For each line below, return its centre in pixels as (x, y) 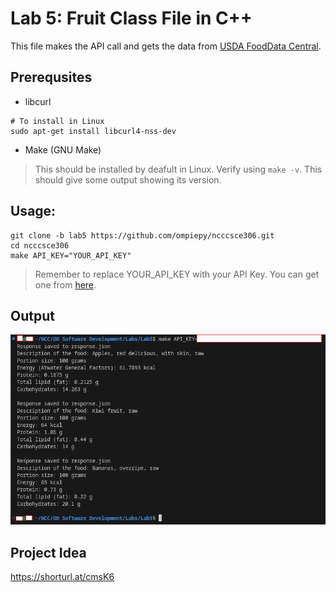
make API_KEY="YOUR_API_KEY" (71, 255)
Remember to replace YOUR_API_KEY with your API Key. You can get (177, 274)
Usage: (33, 211)
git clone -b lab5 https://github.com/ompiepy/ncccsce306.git (142, 235)
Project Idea (48, 552)
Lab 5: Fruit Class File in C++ (131, 18)
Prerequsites (51, 77)
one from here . (65, 284)
